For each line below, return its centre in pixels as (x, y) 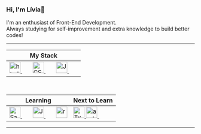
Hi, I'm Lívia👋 (25, 10)
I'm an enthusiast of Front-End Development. (61, 23)
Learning (39, 100)
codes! (15, 35)
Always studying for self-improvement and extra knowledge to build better (98, 29)
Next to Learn (93, 100)
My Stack (44, 56)
